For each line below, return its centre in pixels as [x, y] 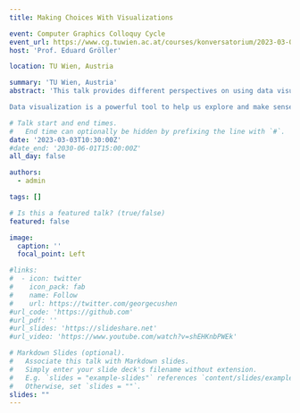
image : [21, 238]
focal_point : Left [52, 254]
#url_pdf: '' [33, 320]
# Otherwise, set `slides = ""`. [75, 386]
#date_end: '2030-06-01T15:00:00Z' [75, 148]
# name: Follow [43, 295]
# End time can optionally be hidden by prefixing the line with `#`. [147, 131]
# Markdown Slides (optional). [67, 353]
